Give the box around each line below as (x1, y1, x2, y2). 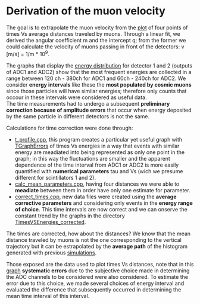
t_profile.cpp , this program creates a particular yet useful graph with (14, 136, 183, 143)
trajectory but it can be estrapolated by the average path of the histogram (6, 242, 187, 250)
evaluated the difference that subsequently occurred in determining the (6, 285, 182, 293)
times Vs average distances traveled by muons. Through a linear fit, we (6, 30, 180, 37)
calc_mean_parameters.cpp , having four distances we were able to (14, 180, 180, 188)
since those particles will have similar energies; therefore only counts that (6, 87, 187, 94)
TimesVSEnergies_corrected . (14, 218, 86, 225)
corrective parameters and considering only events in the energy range (14, 199, 193, 207)
